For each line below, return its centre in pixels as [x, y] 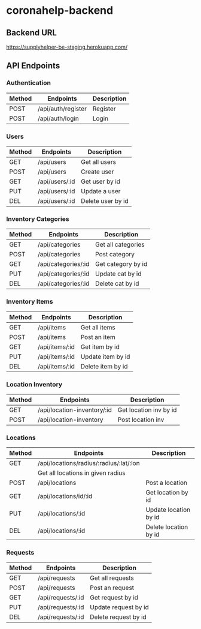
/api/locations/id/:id [65, 496]
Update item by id [105, 357]
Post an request [112, 588]
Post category [115, 254]
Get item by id [100, 347]
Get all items [98, 327]
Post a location [166, 483]
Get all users [98, 161]
